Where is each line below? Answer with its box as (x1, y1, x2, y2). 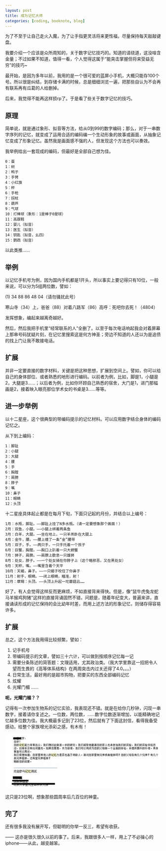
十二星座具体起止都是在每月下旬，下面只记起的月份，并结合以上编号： (5, 511, 148, 516)
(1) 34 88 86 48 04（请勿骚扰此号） (5, 294, 78, 299)
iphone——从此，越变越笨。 (5, 840, 63, 846)
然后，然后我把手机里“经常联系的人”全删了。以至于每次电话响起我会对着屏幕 (5, 325, 161, 331)
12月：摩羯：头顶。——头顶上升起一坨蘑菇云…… (5, 579, 85, 584)
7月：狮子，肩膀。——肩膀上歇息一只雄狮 (5, 553, 75, 558)
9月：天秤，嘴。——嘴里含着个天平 (5, 563, 63, 568)
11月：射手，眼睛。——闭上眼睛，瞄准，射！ (5, 574, 81, 579)
